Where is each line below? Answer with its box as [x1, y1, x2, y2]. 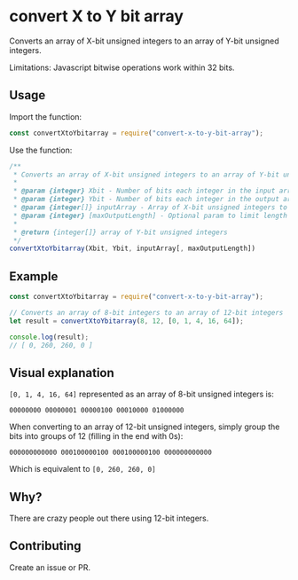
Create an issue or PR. [9, 561, 91, 573]
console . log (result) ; [9, 333, 90, 341]
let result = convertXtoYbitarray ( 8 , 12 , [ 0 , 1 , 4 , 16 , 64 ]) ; [9, 317, 244, 325]
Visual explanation [9, 365, 115, 380]
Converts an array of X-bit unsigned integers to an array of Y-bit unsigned [9, 35, 279, 46]
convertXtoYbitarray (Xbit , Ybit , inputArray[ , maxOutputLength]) [9, 244, 255, 254]
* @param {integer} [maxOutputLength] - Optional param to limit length [12, 211, 288, 220]
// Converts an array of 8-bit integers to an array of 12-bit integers [9, 308, 284, 317]
